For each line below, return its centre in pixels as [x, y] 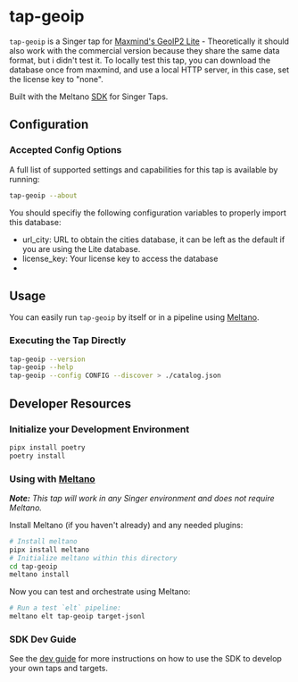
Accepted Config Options [66, 150]
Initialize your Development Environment [99, 429]
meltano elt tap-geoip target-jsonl [77, 617]
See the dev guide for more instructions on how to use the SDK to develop [146, 659]
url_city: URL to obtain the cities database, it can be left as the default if [153, 240]
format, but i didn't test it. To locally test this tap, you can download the [140, 60]
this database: [35, 222]
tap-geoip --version [48, 359]
